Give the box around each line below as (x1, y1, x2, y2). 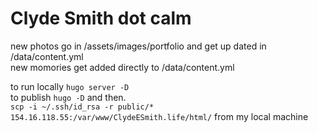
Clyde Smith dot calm (10, 7, 192, 30)
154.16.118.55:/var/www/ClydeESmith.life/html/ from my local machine (10, 110, 309, 122)
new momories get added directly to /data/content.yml (10, 61, 235, 73)
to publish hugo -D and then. (10, 91, 127, 103)
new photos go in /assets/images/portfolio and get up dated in (10, 40, 267, 52)
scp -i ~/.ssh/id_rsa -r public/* (10, 102, 155, 112)
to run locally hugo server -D (10, 80, 130, 92)
